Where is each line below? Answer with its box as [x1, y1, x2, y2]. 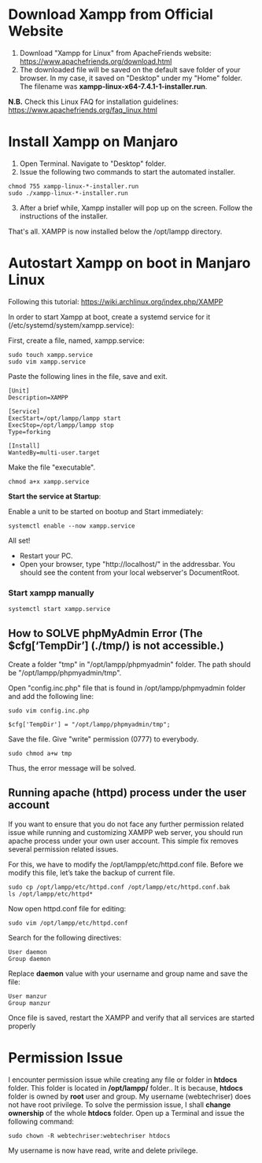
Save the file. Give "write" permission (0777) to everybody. [8, 734, 199, 744]
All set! [8, 535, 31, 545]
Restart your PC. [19, 550, 73, 560]
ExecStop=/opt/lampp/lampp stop [8, 421, 114, 429]
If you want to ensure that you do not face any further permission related [8, 819, 244, 829]
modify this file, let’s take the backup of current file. [8, 867, 175, 878]
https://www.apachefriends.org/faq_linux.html [8, 105, 158, 115]
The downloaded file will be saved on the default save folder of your [19, 64, 242, 74]
